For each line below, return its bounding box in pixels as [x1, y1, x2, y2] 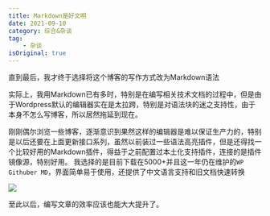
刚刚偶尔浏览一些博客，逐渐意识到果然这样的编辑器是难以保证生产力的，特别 [8, 127, 262, 136]
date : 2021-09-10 [8, 19, 67, 27]
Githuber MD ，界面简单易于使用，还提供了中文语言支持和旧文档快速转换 [8, 167, 245, 177]
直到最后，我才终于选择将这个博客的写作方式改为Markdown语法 [8, 73, 219, 81]
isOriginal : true [8, 49, 67, 57]
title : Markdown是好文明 [8, 11, 87, 20]
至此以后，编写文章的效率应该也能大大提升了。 [8, 199, 163, 209]
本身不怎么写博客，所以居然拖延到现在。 [8, 110, 142, 119]
